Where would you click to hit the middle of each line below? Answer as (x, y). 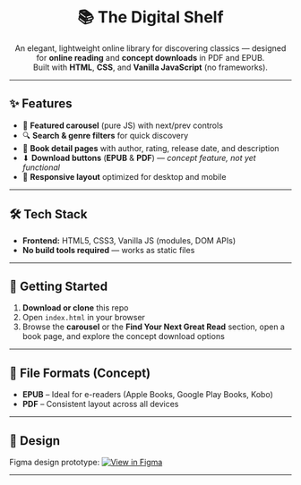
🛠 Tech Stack (48, 214)
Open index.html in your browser (84, 318)
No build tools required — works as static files (108, 250)
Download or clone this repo (75, 308)
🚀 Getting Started (59, 286)
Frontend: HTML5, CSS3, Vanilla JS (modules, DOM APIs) (129, 240)
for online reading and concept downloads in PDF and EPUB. (150, 57)
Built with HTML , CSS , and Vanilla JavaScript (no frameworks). (150, 67)
